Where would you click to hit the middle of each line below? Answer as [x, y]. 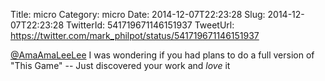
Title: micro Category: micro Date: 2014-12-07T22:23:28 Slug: [138, 14]
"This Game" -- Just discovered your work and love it [120, 65]
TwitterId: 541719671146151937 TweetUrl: [150, 25]
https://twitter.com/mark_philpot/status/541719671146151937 [135, 35]
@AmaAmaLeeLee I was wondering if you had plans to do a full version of [162, 55]
